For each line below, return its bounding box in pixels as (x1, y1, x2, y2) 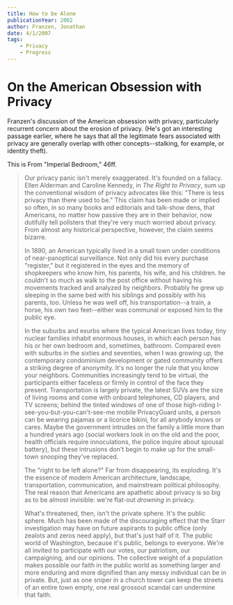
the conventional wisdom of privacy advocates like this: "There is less (24, 188, 225, 197)
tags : (7, 36, 23, 43)
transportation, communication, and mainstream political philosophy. (24, 480, 221, 489)
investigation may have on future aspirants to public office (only (24, 523, 207, 532)
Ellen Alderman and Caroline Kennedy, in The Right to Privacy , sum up (24, 181, 226, 189)
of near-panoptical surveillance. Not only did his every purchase (24, 254, 209, 262)
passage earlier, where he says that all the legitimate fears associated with (7, 132, 221, 140)
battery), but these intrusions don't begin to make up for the (24, 445, 196, 453)
